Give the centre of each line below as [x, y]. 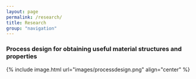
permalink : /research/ [34, 17]
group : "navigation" [32, 28]
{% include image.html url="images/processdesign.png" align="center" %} [98, 69]
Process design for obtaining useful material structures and [94, 49]
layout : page [22, 12]
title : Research [26, 23]
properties [22, 56]
